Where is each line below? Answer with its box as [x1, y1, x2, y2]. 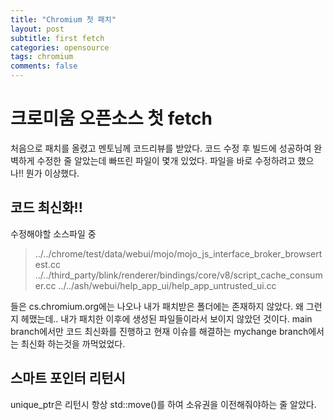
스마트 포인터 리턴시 [10, 370, 126, 387]
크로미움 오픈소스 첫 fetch [10, 107, 213, 130]
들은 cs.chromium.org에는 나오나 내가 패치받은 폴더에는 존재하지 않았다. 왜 [10, 300, 304, 312]
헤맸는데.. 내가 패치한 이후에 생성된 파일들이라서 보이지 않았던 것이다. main [20, 312, 313, 325]
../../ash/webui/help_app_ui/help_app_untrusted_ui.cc [58, 279, 277, 291]
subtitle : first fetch [10, 33, 105, 43]
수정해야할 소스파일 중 [10, 227, 97, 240]
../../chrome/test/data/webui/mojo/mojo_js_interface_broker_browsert [34, 247, 323, 260]
